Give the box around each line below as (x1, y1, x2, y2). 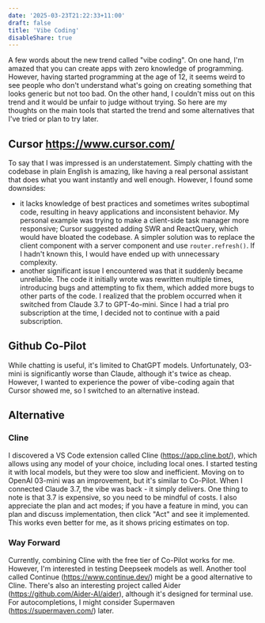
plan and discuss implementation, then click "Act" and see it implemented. (8, 509, 251, 519)
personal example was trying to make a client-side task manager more (19, 215, 249, 226)
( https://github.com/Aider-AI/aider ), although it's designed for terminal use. (8, 589, 253, 598)
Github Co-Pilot (8, 340, 87, 353)
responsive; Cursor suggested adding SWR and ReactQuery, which (19, 224, 239, 234)
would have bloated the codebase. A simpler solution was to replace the (19, 233, 256, 242)
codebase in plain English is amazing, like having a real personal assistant (8, 167, 249, 177)
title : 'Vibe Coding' (8, 26, 80, 34)
